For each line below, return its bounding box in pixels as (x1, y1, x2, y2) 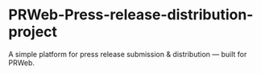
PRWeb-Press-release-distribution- (8, 6, 254, 24)
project (8, 23, 58, 41)
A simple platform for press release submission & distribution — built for (8, 49, 247, 59)
